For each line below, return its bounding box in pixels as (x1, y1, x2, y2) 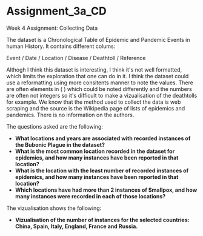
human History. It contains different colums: (6, 42, 116, 50)
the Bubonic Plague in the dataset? (15, 141, 105, 148)
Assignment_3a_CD (6, 4, 107, 18)
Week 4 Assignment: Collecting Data (6, 24, 98, 32)
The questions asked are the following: (6, 123, 103, 130)
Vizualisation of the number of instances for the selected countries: (15, 216, 190, 223)
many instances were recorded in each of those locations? (15, 192, 166, 200)
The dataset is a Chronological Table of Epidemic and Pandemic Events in (6, 36, 190, 43)
